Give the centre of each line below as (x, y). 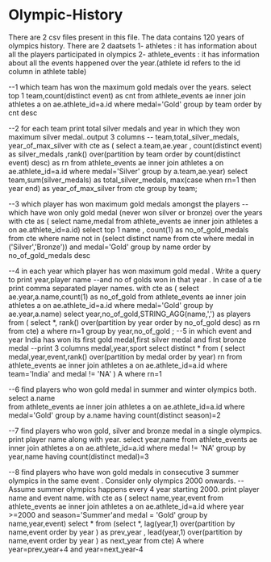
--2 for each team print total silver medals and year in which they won (124, 128)
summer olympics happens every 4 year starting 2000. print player (148, 489)
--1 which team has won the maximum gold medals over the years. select (130, 87)
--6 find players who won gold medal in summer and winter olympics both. (132, 389)
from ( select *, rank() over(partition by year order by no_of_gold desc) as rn (134, 322)
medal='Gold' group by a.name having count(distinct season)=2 (115, 415)
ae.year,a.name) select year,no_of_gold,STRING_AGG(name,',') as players (130, 314)
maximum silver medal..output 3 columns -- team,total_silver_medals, (124, 137)
